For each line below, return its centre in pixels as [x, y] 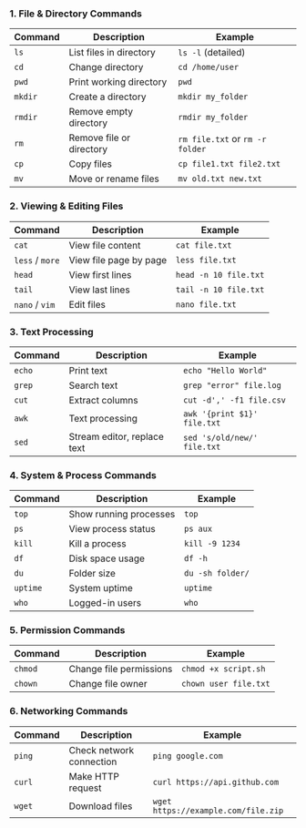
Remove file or [100, 138]
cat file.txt [204, 245]
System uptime [101, 588]
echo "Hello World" [225, 370]
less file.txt [206, 260]
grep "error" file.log [233, 385]
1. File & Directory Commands [76, 14]
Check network [102, 750]
